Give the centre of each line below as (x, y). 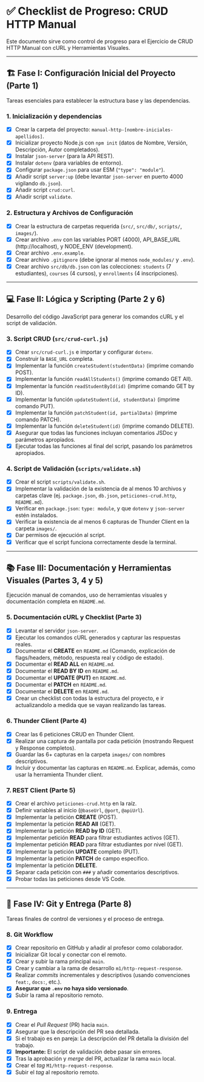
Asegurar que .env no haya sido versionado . (72, 988)
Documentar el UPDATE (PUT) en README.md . (70, 677)
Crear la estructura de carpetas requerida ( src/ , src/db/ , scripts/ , (98, 226)
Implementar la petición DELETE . (56, 865)
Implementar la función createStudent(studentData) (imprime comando (104, 366)
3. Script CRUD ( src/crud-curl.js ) (57, 338)
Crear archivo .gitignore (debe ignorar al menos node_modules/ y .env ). (105, 260)
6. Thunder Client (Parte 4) (46, 721)
